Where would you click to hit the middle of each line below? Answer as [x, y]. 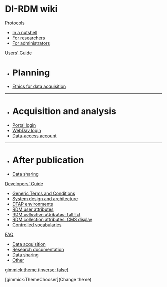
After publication [48, 160]
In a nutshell [25, 32]
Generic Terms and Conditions [44, 193]
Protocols [15, 23]
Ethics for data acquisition [39, 86]
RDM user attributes [33, 209]
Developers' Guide [24, 183]
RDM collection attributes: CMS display [52, 219]
